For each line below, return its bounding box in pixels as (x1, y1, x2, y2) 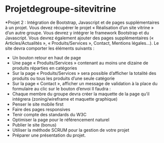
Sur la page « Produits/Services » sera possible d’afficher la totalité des (12, 70, 157, 76)
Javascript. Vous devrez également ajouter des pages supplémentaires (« (5, 35, 154, 41)
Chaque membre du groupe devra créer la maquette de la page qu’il (12, 91, 150, 97)
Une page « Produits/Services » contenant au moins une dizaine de (12, 60, 148, 66)
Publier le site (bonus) (12, 122, 57, 127)
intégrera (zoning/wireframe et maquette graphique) (12, 96, 118, 102)
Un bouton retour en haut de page (12, 54, 81, 60)
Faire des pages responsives (12, 106, 70, 112)
